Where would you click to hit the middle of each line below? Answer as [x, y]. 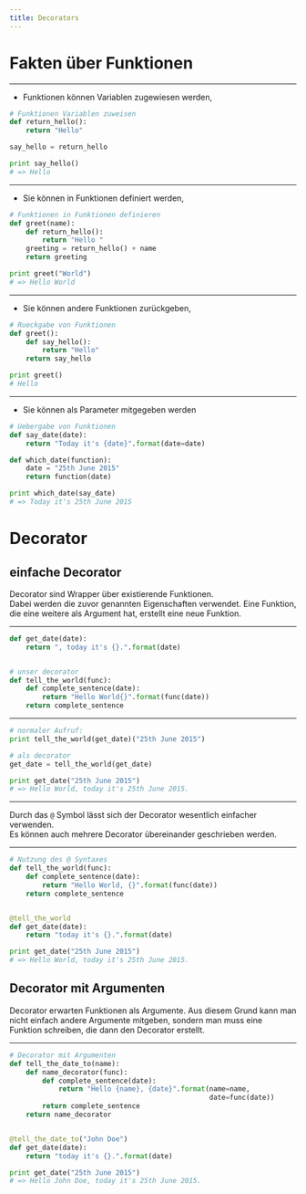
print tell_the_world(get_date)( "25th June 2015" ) [107, 739]
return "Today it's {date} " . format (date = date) [116, 444]
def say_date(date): [49, 435]
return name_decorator [69, 1115]
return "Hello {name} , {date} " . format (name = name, [154, 1089]
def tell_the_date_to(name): [65, 1063]
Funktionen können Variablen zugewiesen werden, [117, 97]
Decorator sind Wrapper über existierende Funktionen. [112, 593]
